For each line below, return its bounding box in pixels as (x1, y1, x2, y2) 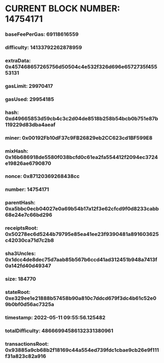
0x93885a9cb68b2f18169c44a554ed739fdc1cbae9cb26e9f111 (5, 346, 159, 353)
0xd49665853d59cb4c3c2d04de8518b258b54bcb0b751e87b (5, 115, 158, 122)
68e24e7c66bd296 (5, 211, 52, 218)
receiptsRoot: (5, 225, 38, 232)
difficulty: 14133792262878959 (5, 44, 82, 51)
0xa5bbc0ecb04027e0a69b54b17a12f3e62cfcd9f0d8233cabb (5, 206, 159, 212)
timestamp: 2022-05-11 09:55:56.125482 (5, 314, 106, 321)
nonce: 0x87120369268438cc (5, 173, 80, 180)
